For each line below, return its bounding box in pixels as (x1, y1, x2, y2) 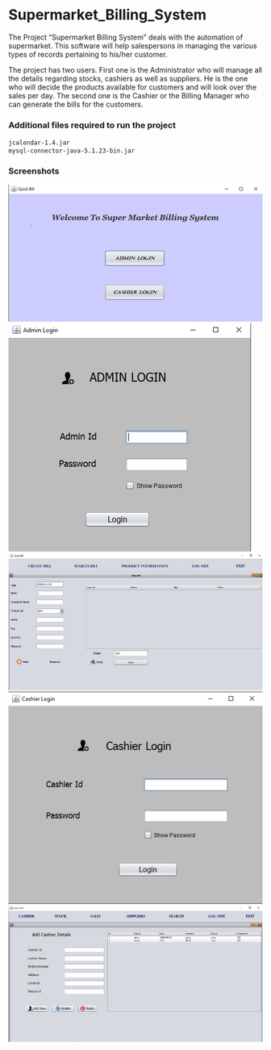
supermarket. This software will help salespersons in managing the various (8, 40, 257, 50)
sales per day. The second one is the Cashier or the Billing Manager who (8, 90, 250, 100)
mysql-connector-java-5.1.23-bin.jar (8, 147, 135, 155)
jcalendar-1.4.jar (8, 139, 70, 147)
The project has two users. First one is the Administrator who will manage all (8, 65, 262, 74)
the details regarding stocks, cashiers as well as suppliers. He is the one (8, 73, 248, 83)
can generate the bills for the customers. (8, 99, 144, 109)
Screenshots (8, 165, 60, 177)
